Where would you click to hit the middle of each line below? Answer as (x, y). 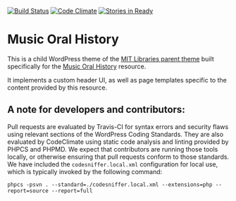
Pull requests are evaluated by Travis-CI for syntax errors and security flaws (118, 126)
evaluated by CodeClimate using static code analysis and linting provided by (118, 142)
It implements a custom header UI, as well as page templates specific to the (117, 80)
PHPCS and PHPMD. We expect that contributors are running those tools (113, 149)
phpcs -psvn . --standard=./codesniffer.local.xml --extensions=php (110, 184)
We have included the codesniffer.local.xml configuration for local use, (113, 164)
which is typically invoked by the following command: (85, 171)
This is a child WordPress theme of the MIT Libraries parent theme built (111, 59)
